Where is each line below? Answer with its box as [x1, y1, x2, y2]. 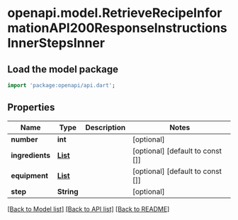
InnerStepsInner [7, 35, 105, 51]
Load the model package [7, 63, 119, 75]
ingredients [11, 150, 51, 160]
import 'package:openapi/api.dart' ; [7, 82, 115, 89]
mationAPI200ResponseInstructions [7, 20, 228, 36]
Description [85, 122, 126, 132]
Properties [7, 101, 55, 114]
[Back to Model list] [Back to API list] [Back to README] [7, 204, 170, 213]
